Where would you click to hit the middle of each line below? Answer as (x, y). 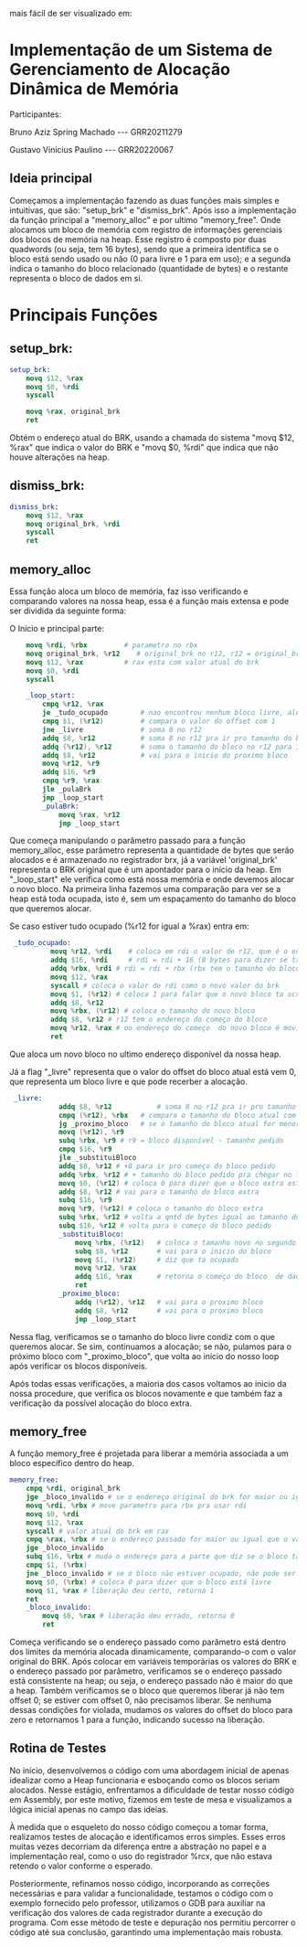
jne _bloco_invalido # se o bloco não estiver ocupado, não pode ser (161, 1573)
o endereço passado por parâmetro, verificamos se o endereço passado (146, 1671)
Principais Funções (84, 315)
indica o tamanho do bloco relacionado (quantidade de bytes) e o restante (149, 268)
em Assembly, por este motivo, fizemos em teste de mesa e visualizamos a (151, 1799)
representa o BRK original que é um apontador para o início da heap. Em (145, 870)
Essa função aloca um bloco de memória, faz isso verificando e (129, 591)
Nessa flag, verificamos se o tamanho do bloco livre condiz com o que (143, 1336)
